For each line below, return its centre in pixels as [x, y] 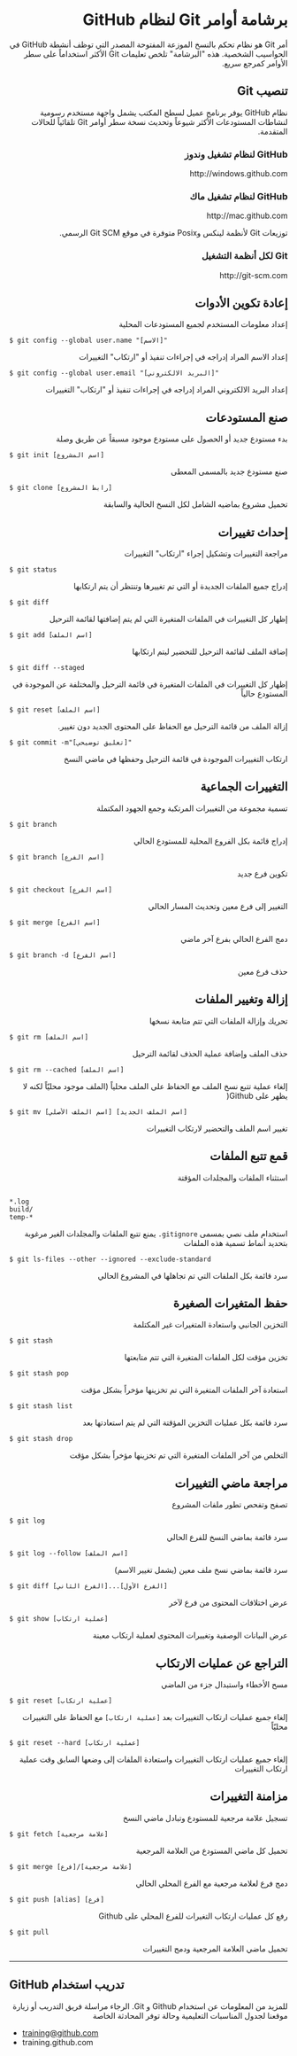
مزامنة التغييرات [248, 1797]
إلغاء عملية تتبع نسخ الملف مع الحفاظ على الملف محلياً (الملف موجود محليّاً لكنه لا [155, 1086]
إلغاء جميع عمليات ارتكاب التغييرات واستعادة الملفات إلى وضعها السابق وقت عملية [153, 1759]
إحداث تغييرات [253, 532]
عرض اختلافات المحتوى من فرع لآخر [228, 1603]
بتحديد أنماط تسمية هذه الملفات [236, 1242]
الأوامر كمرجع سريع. [255, 63]
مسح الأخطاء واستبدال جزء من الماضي [224, 1684]
